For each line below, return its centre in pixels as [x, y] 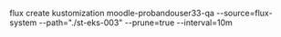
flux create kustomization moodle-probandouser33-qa [112, 13]
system [23, 23]
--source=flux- [244, 13]
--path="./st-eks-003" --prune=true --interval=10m [135, 23]
